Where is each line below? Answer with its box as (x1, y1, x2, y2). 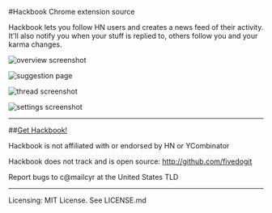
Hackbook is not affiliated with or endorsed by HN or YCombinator (8, 141, 230, 150)
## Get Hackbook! (8, 125, 67, 135)
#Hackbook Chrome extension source (8, 7, 135, 16)
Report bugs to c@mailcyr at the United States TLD (8, 173, 179, 182)
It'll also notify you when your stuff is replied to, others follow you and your (8, 31, 258, 40)
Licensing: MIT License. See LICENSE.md (8, 195, 147, 205)
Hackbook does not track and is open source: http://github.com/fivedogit (8, 157, 253, 166)
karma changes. (8, 40, 62, 49)
